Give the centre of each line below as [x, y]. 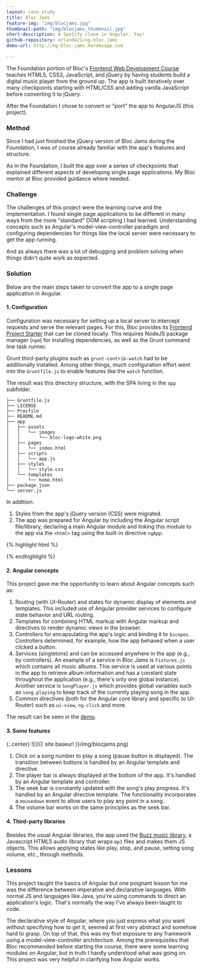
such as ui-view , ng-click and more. [81, 705]
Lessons [19, 870]
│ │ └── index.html [36, 448]
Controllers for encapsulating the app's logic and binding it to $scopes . [102, 634]
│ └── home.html [35, 480]
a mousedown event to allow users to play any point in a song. [90, 801]
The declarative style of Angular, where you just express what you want [96, 920]
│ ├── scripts [27, 453]
